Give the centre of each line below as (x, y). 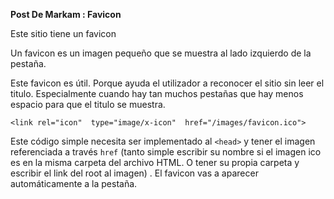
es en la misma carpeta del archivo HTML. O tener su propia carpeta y (155, 162)
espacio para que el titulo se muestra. (88, 104)
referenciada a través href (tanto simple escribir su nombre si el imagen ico (166, 152)
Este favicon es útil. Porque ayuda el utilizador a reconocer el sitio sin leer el (167, 83)
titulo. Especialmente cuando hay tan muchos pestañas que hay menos (157, 93)
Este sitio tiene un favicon (63, 33)
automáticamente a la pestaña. (74, 183)
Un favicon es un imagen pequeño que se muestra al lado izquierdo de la (161, 53)
